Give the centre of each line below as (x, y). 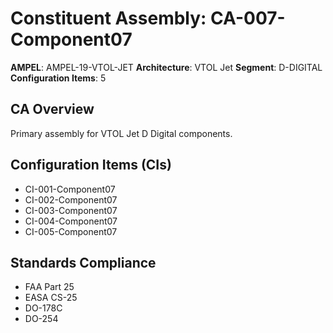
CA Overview (52, 109)
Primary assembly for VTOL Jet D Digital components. (121, 133)
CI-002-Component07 (71, 199)
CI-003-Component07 (71, 210)
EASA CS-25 (51, 298)
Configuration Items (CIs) (91, 165)
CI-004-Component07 (71, 221)
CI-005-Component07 (71, 231)
